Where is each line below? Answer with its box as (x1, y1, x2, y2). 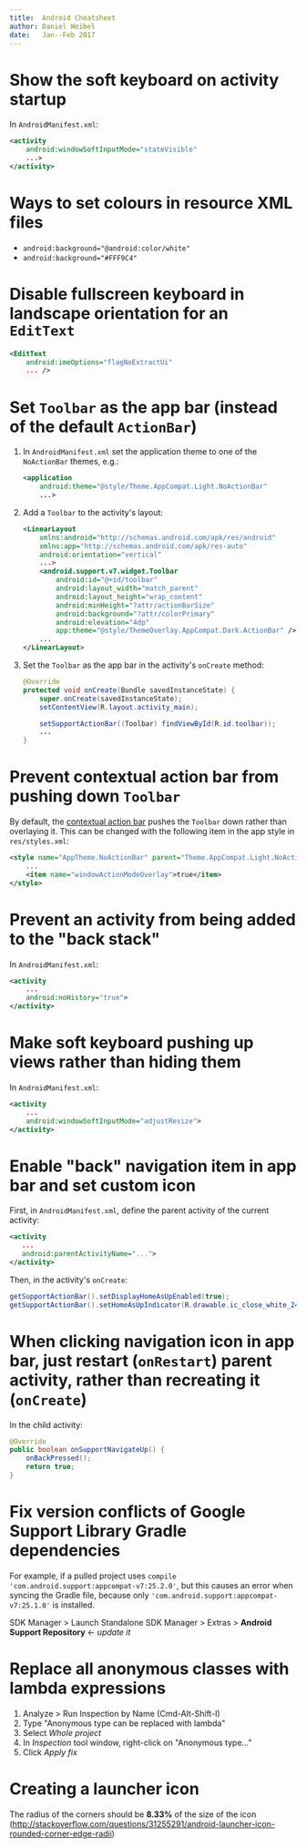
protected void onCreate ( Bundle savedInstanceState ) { (22, 685, 236, 695)
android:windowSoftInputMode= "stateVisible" (25, 145, 198, 155)
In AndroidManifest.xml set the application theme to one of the (22, 446, 258, 457)
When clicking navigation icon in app (9, 1331, 295, 1352)
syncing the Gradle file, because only (9, 1589, 149, 1600)
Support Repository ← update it (9, 1627, 131, 1638)
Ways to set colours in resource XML (9, 193, 293, 213)
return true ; (25, 1463, 76, 1472)
